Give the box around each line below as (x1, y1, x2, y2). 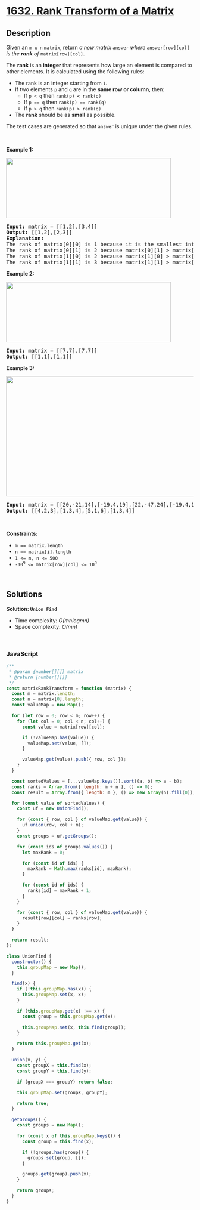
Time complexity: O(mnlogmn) (14, 616, 90, 624)
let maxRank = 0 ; (21, 849, 65, 856)
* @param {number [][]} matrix (8, 668, 84, 675)
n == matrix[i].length (14, 549, 71, 555)
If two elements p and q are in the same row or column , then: (14, 86, 165, 93)
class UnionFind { (6, 953, 52, 959)
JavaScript (6, 649, 39, 658)
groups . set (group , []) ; (27, 1155, 86, 1161)
